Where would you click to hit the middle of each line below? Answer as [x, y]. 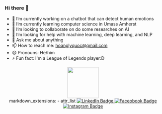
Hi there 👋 [17, 8]
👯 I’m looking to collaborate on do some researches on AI [70, 29]
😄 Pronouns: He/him [33, 53]
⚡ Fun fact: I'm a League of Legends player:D [58, 58]
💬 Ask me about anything [38, 40]
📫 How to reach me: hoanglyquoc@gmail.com [60, 46]
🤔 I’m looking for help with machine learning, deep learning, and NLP [82, 35]
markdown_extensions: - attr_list [42, 101]
